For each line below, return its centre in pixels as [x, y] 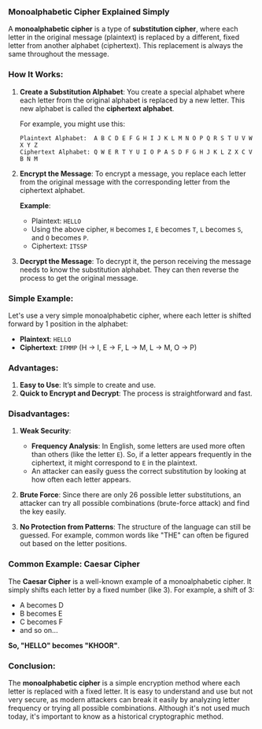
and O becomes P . [60, 237]
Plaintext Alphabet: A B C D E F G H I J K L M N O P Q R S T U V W [136, 138]
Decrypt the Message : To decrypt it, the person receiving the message [135, 261]
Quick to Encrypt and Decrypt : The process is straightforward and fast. [136, 393]
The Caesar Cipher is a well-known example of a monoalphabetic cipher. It [130, 581]
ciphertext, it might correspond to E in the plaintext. [114, 463]
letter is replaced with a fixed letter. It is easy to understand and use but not [131, 691]
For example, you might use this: [72, 124]
